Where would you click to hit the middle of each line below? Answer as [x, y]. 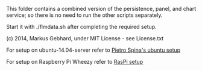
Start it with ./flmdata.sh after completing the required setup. [81, 27]
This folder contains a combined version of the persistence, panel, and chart [101, 9]
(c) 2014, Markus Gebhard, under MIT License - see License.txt [85, 38]
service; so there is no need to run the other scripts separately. [84, 15]
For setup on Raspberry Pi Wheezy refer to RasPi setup [75, 62]
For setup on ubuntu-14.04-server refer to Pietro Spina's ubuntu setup [93, 50]
